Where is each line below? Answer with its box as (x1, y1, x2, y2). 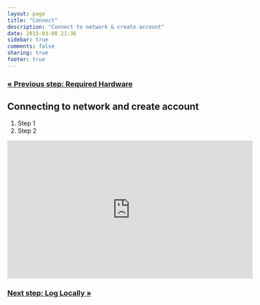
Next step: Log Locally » (7, 288, 92, 298)
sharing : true (7, 50, 49, 57)
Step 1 (17, 119, 36, 128)
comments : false (7, 43, 55, 50)
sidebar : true (7, 36, 49, 43)
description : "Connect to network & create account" (7, 23, 165, 30)
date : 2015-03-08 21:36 (7, 29, 77, 37)
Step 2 (17, 127, 37, 135)
